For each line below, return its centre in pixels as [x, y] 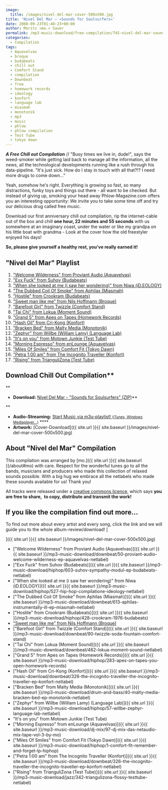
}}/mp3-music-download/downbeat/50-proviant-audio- [100, 554]
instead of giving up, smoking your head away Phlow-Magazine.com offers [83, 196]
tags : [11, 47]
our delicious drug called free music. [43, 206]
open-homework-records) [40, 666]
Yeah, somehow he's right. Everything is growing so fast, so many [74, 185]
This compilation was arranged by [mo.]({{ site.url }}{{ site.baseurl [74, 460]
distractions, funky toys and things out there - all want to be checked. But [81, 190]
